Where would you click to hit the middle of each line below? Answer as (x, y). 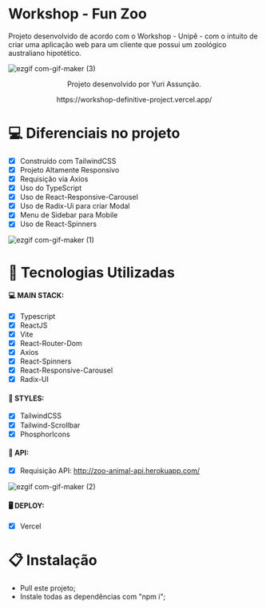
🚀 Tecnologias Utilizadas (92, 272)
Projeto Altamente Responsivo (69, 169)
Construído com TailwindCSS (68, 161)
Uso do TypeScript (51, 188)
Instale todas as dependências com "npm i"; (93, 597)
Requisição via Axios (54, 179)
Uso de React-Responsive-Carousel (79, 197)
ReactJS (34, 325)
